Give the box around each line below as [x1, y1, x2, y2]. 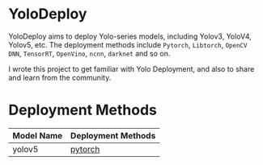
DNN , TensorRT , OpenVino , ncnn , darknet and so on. [8, 48, 171, 58]
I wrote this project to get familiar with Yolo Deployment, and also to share [8, 64, 255, 73]
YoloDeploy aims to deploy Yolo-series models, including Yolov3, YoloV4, [8, 31, 252, 41]
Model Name [12, 130, 63, 141]
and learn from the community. [8, 72, 112, 82]
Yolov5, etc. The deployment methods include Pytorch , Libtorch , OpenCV [8, 39, 248, 49]
